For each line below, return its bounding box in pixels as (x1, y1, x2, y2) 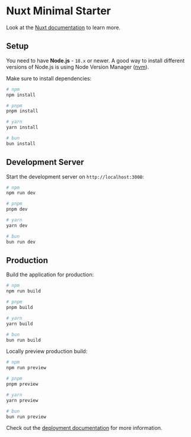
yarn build (6, 320, 33, 327)
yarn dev (6, 222, 28, 229)
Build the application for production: (6, 271, 94, 278)
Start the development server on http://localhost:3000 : (6, 173, 144, 180)
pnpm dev (6, 207, 28, 213)
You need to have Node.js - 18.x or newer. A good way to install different (6, 57, 185, 64)
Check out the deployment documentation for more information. (6, 424, 163, 432)
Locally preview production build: (6, 348, 88, 355)
